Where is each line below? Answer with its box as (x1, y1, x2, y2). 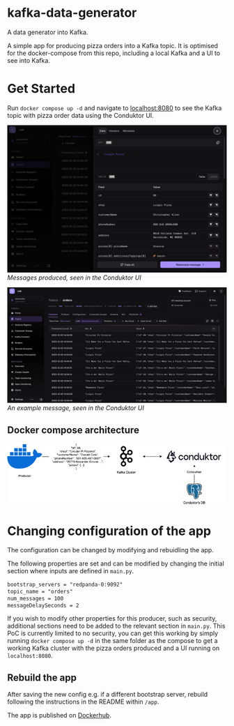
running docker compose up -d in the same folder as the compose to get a (7, 637, 218, 645)
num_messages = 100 (7, 595, 64, 603)
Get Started (7, 81, 75, 97)
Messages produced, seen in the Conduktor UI (7, 273, 141, 282)
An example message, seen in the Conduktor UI (7, 404, 144, 412)
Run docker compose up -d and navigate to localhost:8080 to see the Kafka (7, 103, 222, 112)
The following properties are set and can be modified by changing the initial (7, 559, 224, 568)
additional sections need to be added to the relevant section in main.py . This (7, 622, 226, 630)
